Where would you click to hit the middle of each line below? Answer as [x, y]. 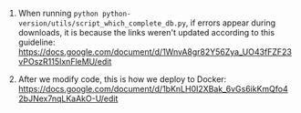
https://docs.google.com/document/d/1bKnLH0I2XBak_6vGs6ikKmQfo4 [153, 89]
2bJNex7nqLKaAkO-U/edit [68, 98]
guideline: [37, 42]
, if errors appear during [231, 23]
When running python [58, 13]
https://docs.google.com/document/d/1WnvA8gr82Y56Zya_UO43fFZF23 [155, 52]
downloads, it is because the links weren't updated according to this [146, 32]
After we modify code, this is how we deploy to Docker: [122, 79]
